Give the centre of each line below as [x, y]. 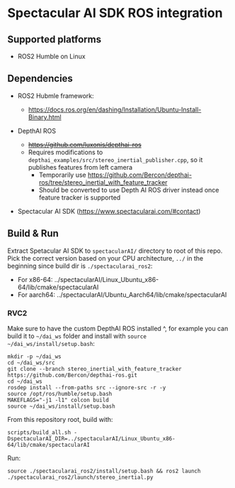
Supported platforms [54, 39]
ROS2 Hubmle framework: [56, 96]
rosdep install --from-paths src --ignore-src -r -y [87, 387]
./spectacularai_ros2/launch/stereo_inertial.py [80, 477]
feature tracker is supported [80, 197]
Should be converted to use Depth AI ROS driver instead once [129, 190]
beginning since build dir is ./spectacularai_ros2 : [80, 266]
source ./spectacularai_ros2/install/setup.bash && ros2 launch [104, 471]
